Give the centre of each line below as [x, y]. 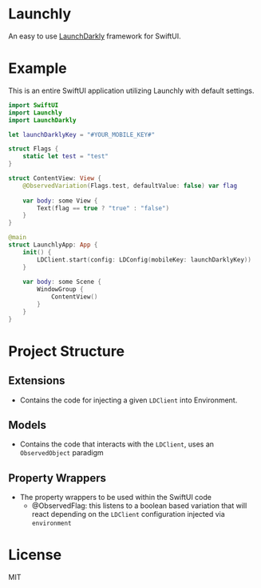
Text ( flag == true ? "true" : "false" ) [103, 208]
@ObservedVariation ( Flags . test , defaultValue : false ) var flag [130, 186]
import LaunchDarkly [43, 120]
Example [38, 68]
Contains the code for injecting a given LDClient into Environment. [129, 400]
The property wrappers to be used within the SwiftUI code [115, 498]
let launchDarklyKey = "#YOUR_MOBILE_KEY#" [82, 134]
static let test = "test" [66, 157]
